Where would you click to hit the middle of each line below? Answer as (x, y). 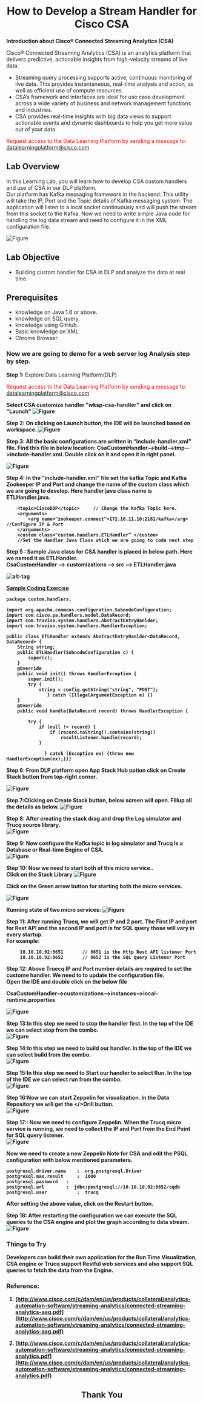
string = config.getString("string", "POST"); (98, 690)
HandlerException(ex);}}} (39, 759)
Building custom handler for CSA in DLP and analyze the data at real (100, 272)
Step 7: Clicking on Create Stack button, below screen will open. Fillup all (99, 800)
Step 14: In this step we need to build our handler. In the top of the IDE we (99, 1048)
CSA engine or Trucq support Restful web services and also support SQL (100, 1263)
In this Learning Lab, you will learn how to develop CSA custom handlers (97, 181)
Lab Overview (33, 166)
